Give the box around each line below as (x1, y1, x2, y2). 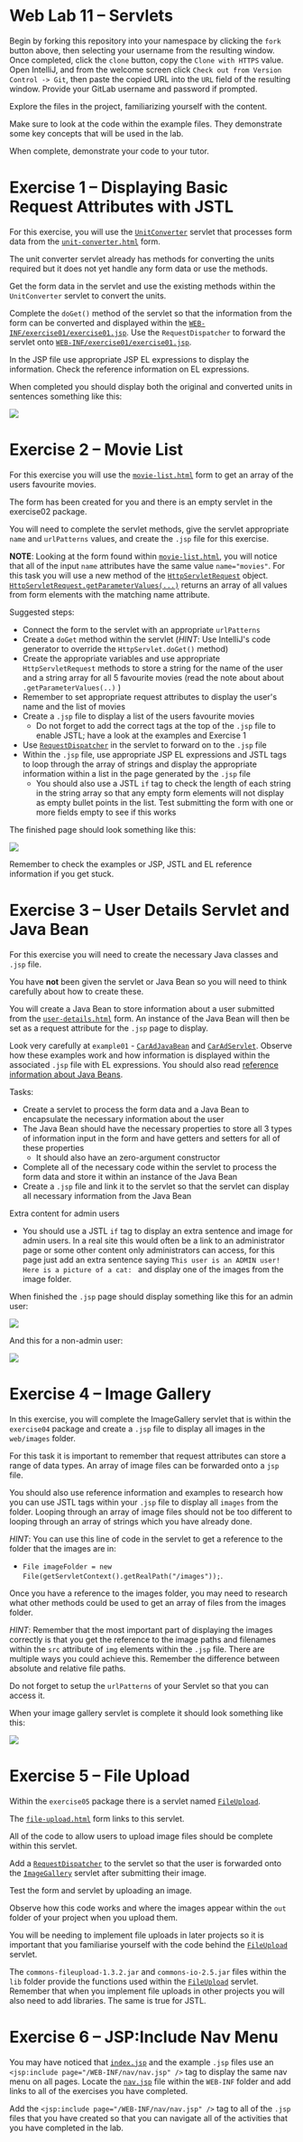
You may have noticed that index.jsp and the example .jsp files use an (9, 2056, 274, 2067)
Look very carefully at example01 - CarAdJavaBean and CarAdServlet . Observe (9, 1040, 293, 1051)
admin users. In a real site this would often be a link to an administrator (22, 1235, 286, 1246)
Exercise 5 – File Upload (9, 1765, 190, 1786)
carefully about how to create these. (9, 986, 144, 996)
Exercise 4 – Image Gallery (9, 1383, 212, 1404)
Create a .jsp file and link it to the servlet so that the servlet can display (22, 1181, 290, 1192)
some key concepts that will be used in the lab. (9, 127, 184, 138)
